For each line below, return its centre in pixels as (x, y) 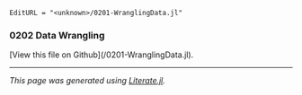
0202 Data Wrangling (57, 35)
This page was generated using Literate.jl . (88, 81)
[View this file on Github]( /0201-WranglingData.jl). (102, 55)
